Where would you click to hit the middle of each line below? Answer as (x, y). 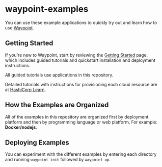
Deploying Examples (37, 142)
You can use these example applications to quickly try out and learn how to (81, 23)
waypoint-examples (47, 9)
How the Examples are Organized (57, 105)
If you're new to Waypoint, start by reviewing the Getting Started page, (77, 55)
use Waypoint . (20, 27)
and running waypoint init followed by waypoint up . (58, 160)
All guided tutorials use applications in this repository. (59, 75)
